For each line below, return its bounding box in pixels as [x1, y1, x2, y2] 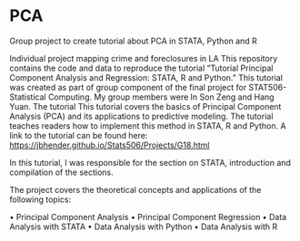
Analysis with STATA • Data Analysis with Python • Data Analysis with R [9, 221, 278, 232]
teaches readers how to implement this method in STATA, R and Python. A [9, 120, 286, 131]
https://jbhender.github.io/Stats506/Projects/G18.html [9, 140, 210, 150]
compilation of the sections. [9, 167, 114, 178]
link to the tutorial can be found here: [9, 130, 148, 140]
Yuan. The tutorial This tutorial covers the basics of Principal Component [9, 101, 282, 111]
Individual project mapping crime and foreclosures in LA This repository [9, 53, 278, 63]
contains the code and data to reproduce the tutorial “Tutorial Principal [9, 63, 274, 73]
